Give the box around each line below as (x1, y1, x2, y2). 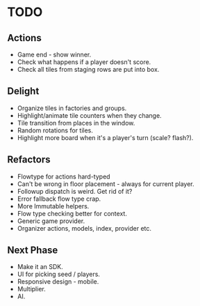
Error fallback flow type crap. (17, 194, 101, 203)
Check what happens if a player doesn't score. (17, 58, 151, 66)
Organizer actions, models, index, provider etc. (17, 224, 151, 232)
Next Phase (7, 245, 58, 257)
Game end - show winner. (17, 50, 92, 59)
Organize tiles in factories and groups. (17, 104, 127, 112)
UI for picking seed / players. (17, 270, 101, 279)
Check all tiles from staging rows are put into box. (17, 66, 160, 73)
